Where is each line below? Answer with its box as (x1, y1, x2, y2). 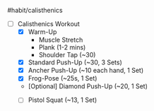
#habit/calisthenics (7, 6, 63, 14)
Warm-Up (28, 28, 57, 36)
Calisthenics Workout (17, 20, 80, 28)
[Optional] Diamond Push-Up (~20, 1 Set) (28, 82, 148, 90)
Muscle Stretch (38, 35, 83, 45)
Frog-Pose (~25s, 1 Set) (28, 74, 97, 83)
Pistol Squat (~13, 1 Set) (28, 95, 97, 105)
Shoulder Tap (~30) (38, 51, 96, 59)
